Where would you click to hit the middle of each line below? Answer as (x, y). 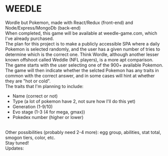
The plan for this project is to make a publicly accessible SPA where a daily (82, 43)
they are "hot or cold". (28, 81)
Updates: (15, 148)
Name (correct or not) (35, 96)
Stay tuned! (17, 142)
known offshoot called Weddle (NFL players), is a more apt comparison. (79, 59)
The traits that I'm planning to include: (44, 86)
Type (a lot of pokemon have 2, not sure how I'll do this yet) (74, 101)
